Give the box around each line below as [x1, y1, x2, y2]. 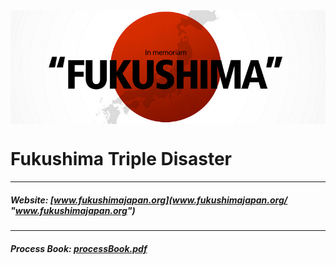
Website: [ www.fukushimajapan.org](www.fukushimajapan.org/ [10, 194, 288, 206]
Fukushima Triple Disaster [10, 148, 232, 171]
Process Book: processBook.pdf [10, 242, 148, 254]
